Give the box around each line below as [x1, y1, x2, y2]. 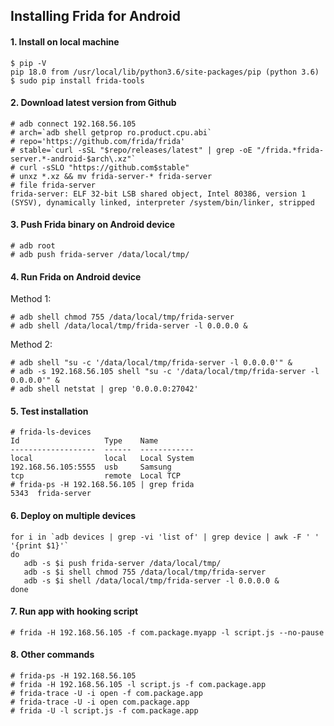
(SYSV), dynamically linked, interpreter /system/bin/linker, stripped [10, 197, 315, 208]
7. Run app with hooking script [10, 605, 139, 618]
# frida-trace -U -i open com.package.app [10, 697, 190, 708]
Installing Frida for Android [10, 8, 181, 25]
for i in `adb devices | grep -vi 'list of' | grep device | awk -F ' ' [10, 532, 320, 542]
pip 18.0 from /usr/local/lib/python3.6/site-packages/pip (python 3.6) [10, 67, 320, 77]
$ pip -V [10, 58, 47, 68]
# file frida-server [10, 180, 97, 190]
